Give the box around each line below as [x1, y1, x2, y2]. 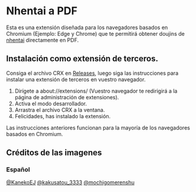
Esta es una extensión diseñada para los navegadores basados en [6, 24, 168, 31]
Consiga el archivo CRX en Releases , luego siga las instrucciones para [6, 70, 179, 77]
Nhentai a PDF [6, 4, 78, 18]
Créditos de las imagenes [6, 147, 102, 158]
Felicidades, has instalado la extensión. [14, 112, 111, 119]
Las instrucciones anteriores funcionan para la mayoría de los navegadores [6, 124, 190, 131]
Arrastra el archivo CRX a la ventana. [14, 106, 105, 114]
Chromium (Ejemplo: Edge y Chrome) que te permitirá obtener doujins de [6, 30, 185, 37]
